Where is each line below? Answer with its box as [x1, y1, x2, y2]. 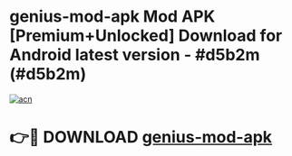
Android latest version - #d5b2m [9, 45, 260, 65]
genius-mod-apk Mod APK [9, 6, 216, 27]
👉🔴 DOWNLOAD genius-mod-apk [9, 127, 273, 148]
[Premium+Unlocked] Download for [9, 25, 283, 46]
